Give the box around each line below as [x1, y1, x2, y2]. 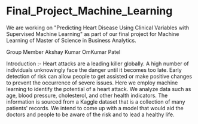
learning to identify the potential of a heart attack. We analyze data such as [6, 85, 191, 92]
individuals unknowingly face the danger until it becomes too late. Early [6, 66, 182, 73]
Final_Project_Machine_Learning [6, 4, 173, 18]
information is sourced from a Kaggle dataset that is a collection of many [6, 98, 185, 105]
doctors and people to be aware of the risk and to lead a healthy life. [6, 111, 175, 118]
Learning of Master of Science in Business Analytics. [6, 37, 136, 44]
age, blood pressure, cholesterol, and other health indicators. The [6, 92, 168, 99]
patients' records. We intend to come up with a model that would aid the [6, 104, 184, 111]
